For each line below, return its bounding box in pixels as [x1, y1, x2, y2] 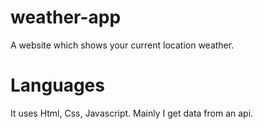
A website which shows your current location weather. [10, 39, 235, 51]
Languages [10, 74, 105, 97]
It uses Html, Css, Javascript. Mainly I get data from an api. [10, 107, 254, 119]
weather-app [10, 6, 122, 29]
